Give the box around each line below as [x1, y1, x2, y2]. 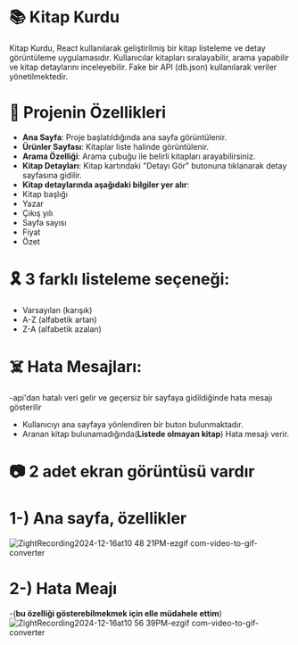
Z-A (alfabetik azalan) [21, 323, 103, 335]
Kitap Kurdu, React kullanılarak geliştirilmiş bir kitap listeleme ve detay [9, 42, 266, 54]
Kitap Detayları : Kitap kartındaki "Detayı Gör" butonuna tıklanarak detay [21, 160, 287, 170]
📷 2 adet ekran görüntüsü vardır [9, 461, 255, 482]
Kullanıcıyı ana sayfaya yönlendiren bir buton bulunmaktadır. [21, 418, 244, 429]
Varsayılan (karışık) [21, 304, 93, 315]
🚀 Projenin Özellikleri [9, 103, 167, 123]
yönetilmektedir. [9, 70, 69, 81]
